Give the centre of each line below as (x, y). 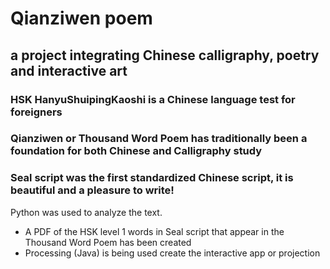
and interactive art (69, 70)
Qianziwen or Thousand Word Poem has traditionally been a (159, 139)
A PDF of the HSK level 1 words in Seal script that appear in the (154, 231)
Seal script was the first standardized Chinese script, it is (152, 178)
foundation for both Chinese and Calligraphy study (136, 151)
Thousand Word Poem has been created (108, 242)
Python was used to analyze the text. (86, 212)
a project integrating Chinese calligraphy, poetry (165, 55)
